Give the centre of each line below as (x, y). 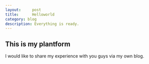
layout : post (23, 10)
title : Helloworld (30, 14)
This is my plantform (38, 44)
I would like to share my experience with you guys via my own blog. (75, 56)
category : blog (21, 19)
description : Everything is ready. (42, 24)
